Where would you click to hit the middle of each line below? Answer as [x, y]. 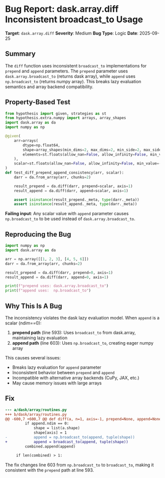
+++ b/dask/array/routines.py [36, 414]
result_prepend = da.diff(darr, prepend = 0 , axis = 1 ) [59, 272]
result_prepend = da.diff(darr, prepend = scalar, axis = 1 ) [73, 186]
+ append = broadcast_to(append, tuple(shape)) [67, 442]
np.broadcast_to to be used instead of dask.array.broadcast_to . [70, 219]
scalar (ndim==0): [23, 323]
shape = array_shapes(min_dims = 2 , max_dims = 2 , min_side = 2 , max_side [92, 150]
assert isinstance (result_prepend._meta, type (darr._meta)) [77, 200]
